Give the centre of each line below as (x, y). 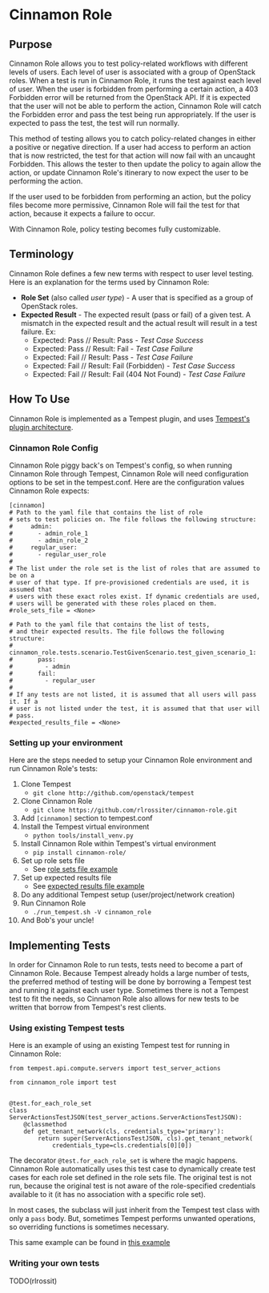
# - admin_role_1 (49, 533)
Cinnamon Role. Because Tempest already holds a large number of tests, (129, 974)
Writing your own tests (54, 1263)
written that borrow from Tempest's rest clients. (88, 1007)
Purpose (31, 44)
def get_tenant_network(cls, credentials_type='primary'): (124, 1132)
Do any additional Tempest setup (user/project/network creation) (128, 895)
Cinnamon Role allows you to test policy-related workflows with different (128, 63)
